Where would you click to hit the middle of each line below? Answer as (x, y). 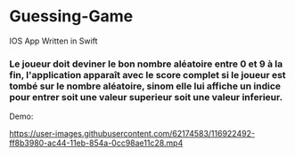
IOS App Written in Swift (53, 41)
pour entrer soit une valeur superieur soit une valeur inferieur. (146, 97)
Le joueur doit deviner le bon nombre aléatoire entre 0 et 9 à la (146, 64)
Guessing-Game (71, 16)
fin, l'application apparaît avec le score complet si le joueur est (148, 75)
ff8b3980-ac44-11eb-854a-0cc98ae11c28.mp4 (96, 143)
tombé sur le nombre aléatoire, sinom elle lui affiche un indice (145, 86)
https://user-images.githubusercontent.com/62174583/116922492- (132, 134)
